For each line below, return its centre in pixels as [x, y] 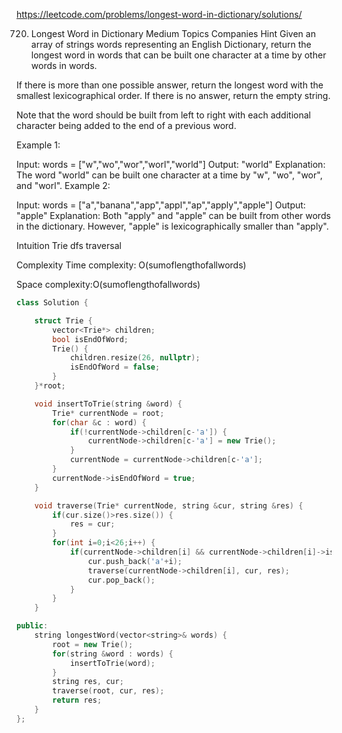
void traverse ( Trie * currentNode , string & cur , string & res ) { [169, 505]
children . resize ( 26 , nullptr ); [135, 358]
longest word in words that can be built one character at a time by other [178, 55]
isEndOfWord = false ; [115, 367]
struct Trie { [63, 320]
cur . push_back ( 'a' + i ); [135, 561]
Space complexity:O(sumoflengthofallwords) [108, 284]
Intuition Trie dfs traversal [69, 245]
